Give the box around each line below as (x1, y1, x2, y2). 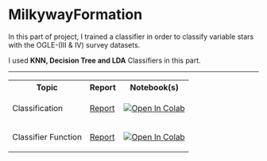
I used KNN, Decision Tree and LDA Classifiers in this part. (8, 56, 201, 65)
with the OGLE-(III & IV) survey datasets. (8, 40, 141, 49)
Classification (12, 102, 64, 113)
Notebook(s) (130, 82, 179, 93)
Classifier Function (12, 131, 82, 142)
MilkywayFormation (8, 6, 143, 24)
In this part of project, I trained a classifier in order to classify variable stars (8, 32, 254, 41)
